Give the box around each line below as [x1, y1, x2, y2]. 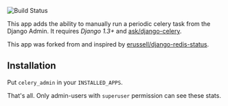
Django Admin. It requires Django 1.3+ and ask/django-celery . [7, 27, 182, 35]
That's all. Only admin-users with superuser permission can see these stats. [7, 91, 222, 99]
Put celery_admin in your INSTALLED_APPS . [7, 78, 123, 86]
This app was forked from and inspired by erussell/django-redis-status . [7, 40, 209, 48]
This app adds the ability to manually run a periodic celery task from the [7, 20, 211, 27]
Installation [7, 60, 56, 72]
